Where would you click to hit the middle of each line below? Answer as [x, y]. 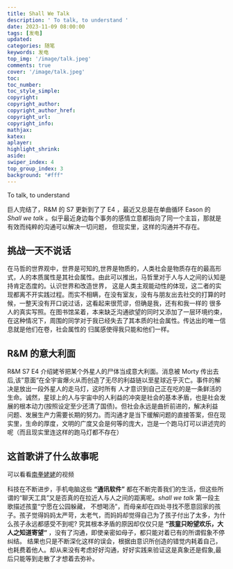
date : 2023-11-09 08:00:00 [46, 26]
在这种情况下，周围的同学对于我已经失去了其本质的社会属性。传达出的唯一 [113, 321]
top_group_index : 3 [35, 168]
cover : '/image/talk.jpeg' [46, 72]
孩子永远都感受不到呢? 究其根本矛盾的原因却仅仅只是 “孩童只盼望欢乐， [115, 523]
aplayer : [20, 143]
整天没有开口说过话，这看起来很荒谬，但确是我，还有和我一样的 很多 [123, 304]
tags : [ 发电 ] [25, 33]
